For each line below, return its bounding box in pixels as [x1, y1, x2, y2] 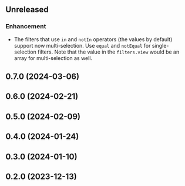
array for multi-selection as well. [14, 54, 92, 61]
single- [152, 42, 169, 49]
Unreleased [5, 5, 49, 15]
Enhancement [5, 22, 46, 31]
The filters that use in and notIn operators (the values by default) [14, 35, 173, 43]
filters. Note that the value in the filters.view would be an [37, 48, 180, 55]
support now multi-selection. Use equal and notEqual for [14, 42, 151, 49]
